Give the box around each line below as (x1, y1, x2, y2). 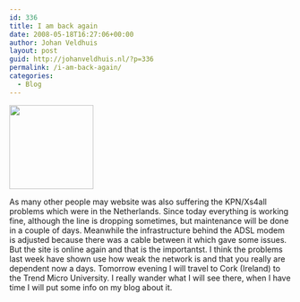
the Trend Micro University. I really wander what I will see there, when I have (9, 272, 291, 283)
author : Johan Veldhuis (9, 38, 99, 47)
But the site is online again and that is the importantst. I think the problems (9, 244, 284, 255)
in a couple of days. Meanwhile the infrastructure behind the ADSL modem (9, 225, 285, 236)
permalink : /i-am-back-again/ (9, 64, 123, 73)
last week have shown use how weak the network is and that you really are (9, 253, 286, 264)
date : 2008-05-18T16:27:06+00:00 (9, 30, 134, 39)
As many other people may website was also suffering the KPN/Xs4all (9, 196, 267, 207)
